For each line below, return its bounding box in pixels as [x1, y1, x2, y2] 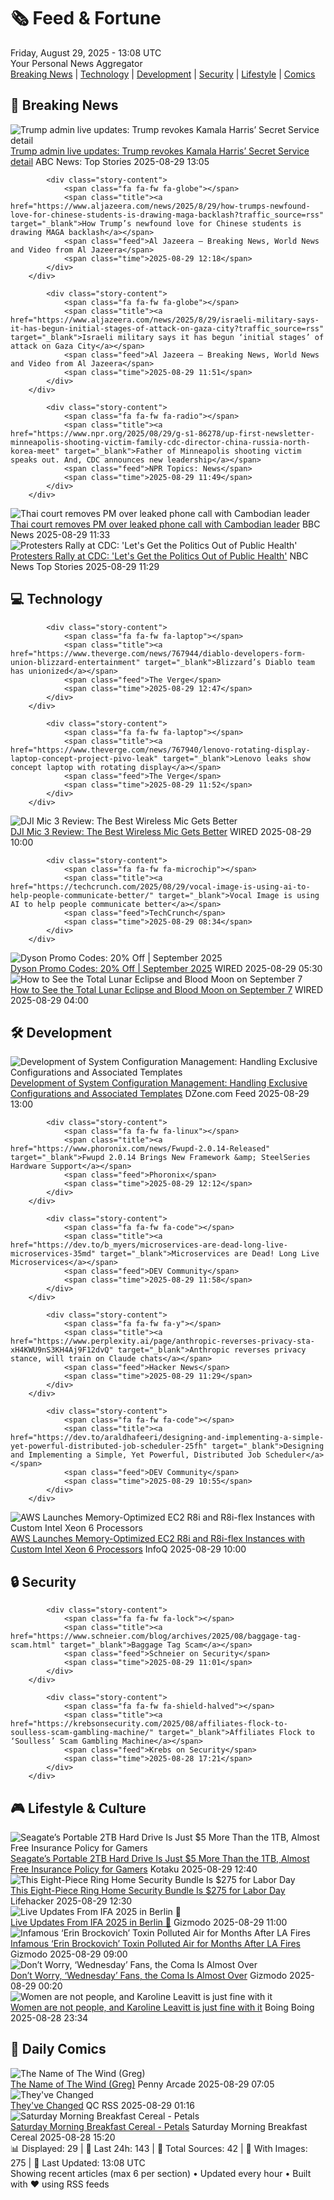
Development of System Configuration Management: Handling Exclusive [10, 1077, 308, 1089]
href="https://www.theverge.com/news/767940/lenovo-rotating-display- [10, 745, 311, 755]
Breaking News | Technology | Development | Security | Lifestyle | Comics [10, 68, 316, 80]
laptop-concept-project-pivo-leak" [10, 753, 159, 764]
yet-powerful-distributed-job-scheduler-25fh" [10, 1441, 208, 1452]
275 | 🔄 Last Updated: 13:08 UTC [10, 2156, 146, 2169]
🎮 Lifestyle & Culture [10, 1800, 147, 1817]
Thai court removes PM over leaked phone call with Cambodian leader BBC [10, 518, 321, 530]
